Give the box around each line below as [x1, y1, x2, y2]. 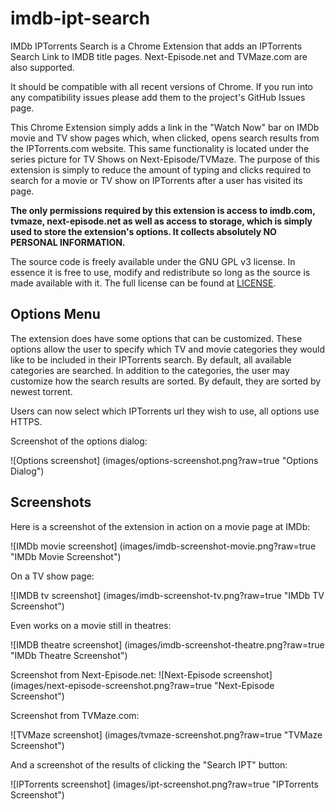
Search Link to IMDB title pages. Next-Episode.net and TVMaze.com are [10, 50, 308, 62]
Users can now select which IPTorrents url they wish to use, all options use [10, 405, 320, 417]
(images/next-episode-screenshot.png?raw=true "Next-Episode [10, 679, 275, 691]
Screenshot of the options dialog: [10, 435, 148, 447]
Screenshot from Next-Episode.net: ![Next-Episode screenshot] [10, 668, 273, 681]
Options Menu [10, 306, 101, 323]
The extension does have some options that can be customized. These [10, 332, 303, 344]
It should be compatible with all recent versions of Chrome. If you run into [10, 80, 314, 92]
